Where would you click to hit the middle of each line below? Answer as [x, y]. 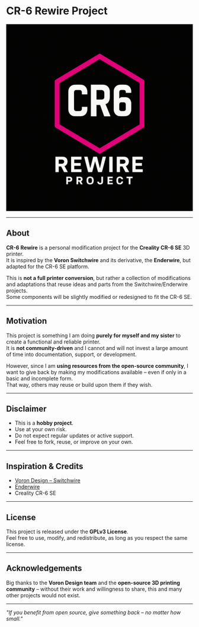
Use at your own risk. [41, 429]
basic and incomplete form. [39, 378]
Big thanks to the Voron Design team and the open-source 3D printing [93, 583]
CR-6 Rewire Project [57, 11]
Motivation [27, 321]
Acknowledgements [44, 569]
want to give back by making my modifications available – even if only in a [96, 372]
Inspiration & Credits [45, 466]
